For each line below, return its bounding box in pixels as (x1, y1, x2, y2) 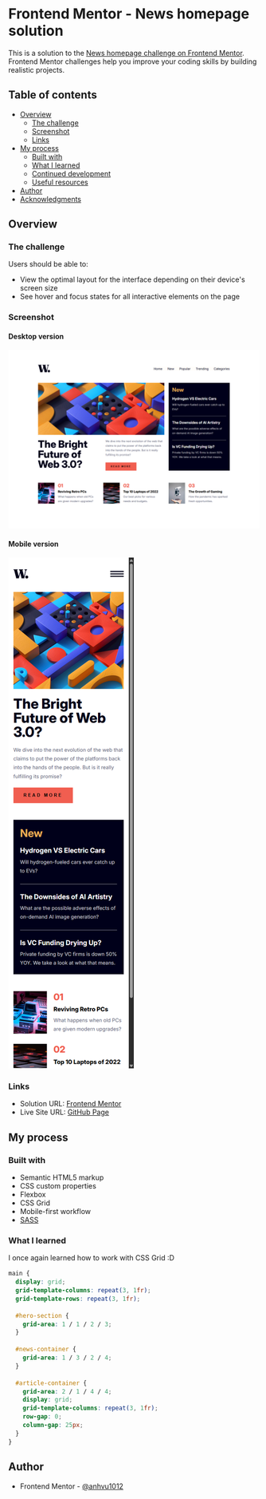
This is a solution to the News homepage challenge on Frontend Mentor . (8, 48, 244, 57)
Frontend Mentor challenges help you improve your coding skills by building (8, 57, 257, 66)
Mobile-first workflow (19, 1207, 92, 1216)
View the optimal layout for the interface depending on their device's (19, 275, 245, 284)
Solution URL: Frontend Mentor (19, 1099, 122, 1109)
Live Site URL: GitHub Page (19, 1107, 110, 1117)
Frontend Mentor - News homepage (8, 5, 249, 23)
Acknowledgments (19, 194, 82, 204)
